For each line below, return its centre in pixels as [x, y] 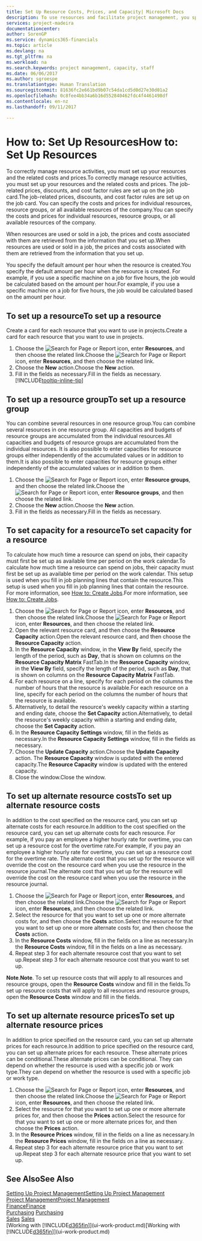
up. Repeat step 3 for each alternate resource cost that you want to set [102, 959]
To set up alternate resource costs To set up [89, 796]
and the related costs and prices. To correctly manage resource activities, [97, 178]
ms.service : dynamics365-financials [52, 40]
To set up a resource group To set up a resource [96, 399]
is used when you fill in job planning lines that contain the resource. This [95, 580]
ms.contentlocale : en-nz [37, 101]
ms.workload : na [26, 62]
